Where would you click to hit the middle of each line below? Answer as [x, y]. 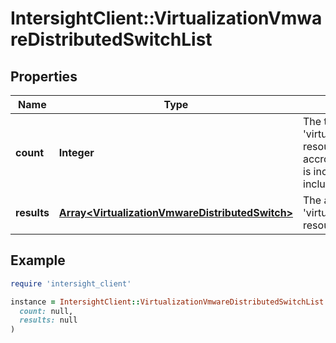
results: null [48, 320]
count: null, [46, 311]
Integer [76, 152]
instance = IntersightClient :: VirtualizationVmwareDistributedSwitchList [167, 302]
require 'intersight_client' [71, 283]
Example [38, 260]
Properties [44, 76]
